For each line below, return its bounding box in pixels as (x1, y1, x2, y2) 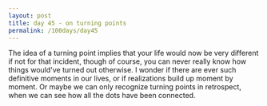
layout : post (8, 11, 52, 20)
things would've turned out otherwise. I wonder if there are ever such (8, 65, 237, 75)
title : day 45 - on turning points (8, 19, 127, 27)
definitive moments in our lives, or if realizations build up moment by (8, 73, 233, 84)
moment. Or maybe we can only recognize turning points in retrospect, (8, 82, 242, 92)
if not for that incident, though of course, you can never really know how (8, 57, 246, 66)
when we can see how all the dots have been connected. (8, 91, 196, 100)
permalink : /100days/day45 (8, 26, 98, 34)
